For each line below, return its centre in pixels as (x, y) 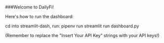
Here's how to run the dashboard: (40, 16)
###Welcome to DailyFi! (30, 7)
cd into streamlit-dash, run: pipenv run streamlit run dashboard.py (72, 26)
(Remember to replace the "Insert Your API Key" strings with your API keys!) (82, 35)
